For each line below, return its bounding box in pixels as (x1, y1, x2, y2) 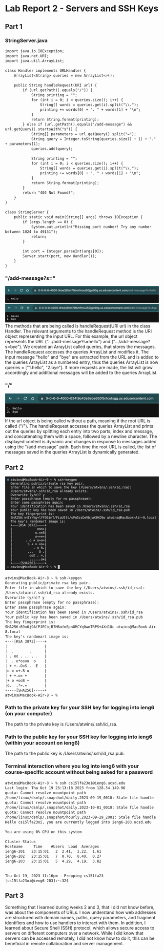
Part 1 (5, 22, 23, 31)
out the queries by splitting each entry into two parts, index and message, (5, 428, 154, 434)
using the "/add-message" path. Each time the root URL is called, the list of (5, 444, 156, 450)
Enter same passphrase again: (5, 605, 67, 610)
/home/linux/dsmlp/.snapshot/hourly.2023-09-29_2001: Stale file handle (5, 815, 156, 820)
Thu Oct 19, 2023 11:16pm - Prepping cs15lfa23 (5, 873, 104, 878)
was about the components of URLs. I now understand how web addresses (5, 910, 156, 915)
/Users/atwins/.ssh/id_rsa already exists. (5, 590, 95, 595)
